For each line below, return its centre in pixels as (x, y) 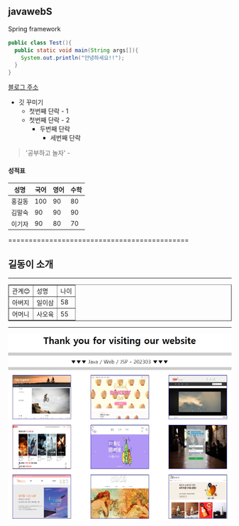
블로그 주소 (23, 87)
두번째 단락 (55, 129)
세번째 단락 (65, 138)
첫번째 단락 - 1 (49, 111)
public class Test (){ (40, 43)
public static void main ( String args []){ (77, 50)
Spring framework (34, 28)
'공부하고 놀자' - (48, 153)
